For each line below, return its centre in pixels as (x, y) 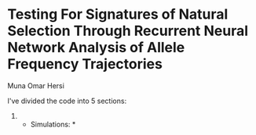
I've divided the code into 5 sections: (67, 101)
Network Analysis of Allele (96, 48)
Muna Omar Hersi (36, 85)
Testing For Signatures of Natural (118, 14)
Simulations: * (53, 124)
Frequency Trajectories (85, 64)
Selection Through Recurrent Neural (128, 31)
